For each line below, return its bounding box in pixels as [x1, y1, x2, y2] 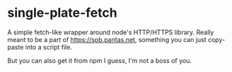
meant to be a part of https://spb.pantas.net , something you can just [7, 35, 207, 43]
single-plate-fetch [7, 5, 118, 21]
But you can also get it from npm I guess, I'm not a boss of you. [7, 56, 192, 64]
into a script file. [25, 43, 73, 51]
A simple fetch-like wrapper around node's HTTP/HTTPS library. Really [7, 28, 214, 36]
